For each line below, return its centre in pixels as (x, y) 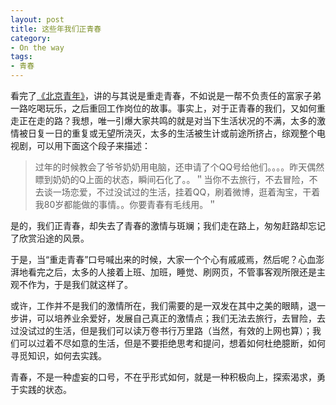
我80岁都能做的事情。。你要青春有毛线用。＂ (126, 204)
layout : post (37, 19)
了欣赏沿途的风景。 (50, 238)
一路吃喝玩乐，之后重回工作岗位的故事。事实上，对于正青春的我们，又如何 (163, 108)
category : (31, 38)
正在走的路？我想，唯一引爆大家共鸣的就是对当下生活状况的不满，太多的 (167, 120)
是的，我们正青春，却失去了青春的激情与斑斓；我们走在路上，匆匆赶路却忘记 (168, 225)
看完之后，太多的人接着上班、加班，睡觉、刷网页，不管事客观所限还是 (172, 272)
